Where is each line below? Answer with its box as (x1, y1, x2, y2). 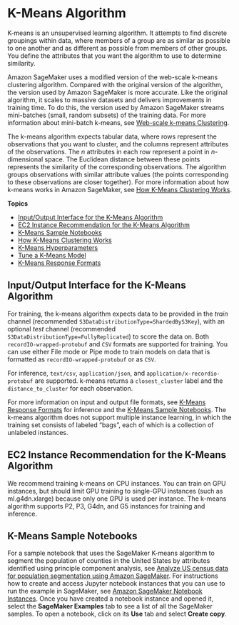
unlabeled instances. (7, 428, 69, 436)
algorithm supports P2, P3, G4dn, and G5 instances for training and (7, 501, 205, 510)
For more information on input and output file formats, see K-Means (7, 398, 206, 406)
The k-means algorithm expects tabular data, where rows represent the (7, 132, 218, 141)
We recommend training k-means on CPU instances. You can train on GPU (7, 479, 226, 487)
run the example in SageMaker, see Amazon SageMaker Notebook (7, 587, 203, 596)
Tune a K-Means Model (17, 251, 87, 259)
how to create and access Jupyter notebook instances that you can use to (7, 579, 225, 588)
